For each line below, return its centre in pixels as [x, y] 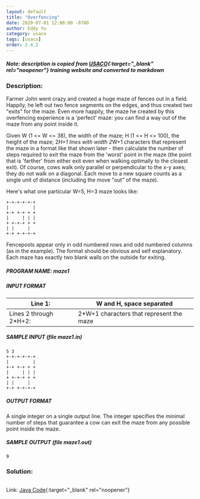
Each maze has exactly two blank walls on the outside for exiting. [86, 257]
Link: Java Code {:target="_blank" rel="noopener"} [68, 489]
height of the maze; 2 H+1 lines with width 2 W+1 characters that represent [96, 142]
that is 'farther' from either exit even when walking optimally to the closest [97, 161]
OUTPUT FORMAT [29, 401]
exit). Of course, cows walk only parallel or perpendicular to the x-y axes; [96, 167]
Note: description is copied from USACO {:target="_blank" [80, 64]
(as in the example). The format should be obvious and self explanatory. [94, 251]
